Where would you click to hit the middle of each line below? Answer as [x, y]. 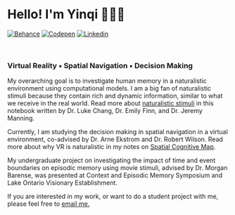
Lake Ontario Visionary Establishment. [63, 183]
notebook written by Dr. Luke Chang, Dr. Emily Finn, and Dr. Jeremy [105, 111]
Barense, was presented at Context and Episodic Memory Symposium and [115, 176]
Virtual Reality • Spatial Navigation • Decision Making [100, 65]
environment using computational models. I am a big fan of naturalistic [109, 89]
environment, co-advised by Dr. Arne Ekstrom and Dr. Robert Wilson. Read [115, 139]
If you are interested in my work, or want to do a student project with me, [113, 197]
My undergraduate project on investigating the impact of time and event [112, 160]
